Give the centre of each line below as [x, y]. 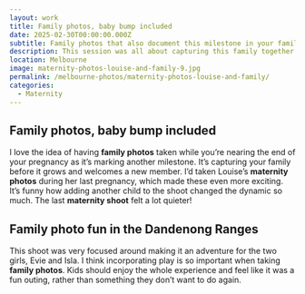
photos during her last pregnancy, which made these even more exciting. [147, 181]
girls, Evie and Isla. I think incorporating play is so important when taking [145, 260]
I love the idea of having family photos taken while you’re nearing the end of [152, 152]
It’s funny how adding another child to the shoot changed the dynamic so [146, 191]
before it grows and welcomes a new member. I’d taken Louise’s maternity [149, 171]
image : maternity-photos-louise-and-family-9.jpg [105, 69]
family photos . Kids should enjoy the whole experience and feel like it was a [152, 270]
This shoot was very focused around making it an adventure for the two [143, 251]
